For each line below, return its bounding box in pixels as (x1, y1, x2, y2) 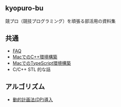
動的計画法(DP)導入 (12, 96, 53, 102)
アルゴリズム (5, 82, 45, 91)
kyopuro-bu (5, 4, 44, 13)
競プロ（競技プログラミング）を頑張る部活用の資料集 (5, 18, 116, 24)
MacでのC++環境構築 (12, 54, 58, 60)
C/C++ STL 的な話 (12, 66, 51, 72)
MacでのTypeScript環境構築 (12, 60, 71, 66)
